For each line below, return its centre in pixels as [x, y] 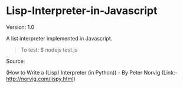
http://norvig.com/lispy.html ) [41, 79]
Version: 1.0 [20, 27]
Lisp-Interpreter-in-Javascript [82, 11]
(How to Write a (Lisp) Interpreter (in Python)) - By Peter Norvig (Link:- [92, 72]
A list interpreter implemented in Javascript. [59, 38]
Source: [16, 61]
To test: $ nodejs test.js [49, 50]
